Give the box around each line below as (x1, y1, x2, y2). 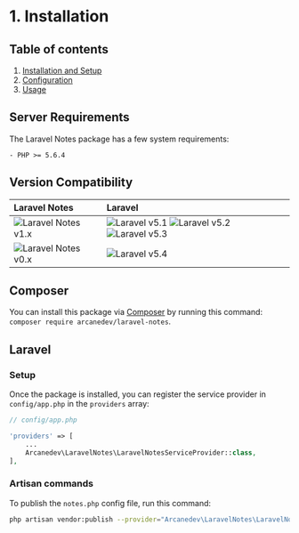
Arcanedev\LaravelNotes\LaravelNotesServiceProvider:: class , (25, 448, 256, 457)
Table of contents (9, 42, 109, 57)
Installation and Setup (21, 65, 102, 76)
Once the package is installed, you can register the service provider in (9, 389, 267, 400)
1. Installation (9, 6, 109, 27)
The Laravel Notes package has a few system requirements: (9, 133, 230, 144)
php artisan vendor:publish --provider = (9, 514, 162, 524)
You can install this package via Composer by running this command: (9, 307, 263, 318)
